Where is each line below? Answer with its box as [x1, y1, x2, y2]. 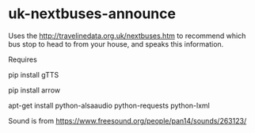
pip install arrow [8, 85, 61, 95]
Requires [8, 55, 37, 64]
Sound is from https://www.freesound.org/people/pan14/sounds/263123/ [8, 116, 247, 125]
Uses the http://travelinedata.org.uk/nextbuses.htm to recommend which [8, 31, 246, 40]
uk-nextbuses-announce [8, 5, 177, 23]
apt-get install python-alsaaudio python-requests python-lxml [8, 101, 210, 110]
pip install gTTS [8, 70, 59, 79]
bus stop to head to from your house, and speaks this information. [8, 39, 224, 48]
